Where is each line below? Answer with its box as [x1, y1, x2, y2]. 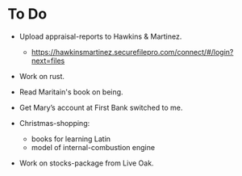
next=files [31, 56, 65, 65]
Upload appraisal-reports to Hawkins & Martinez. [19, 31, 182, 41]
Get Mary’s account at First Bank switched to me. [19, 103, 183, 112]
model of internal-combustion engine [31, 142, 155, 152]
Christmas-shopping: [19, 118, 90, 128]
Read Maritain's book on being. [19, 86, 123, 97]
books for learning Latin [31, 134, 111, 144]
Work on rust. [19, 71, 65, 81]
